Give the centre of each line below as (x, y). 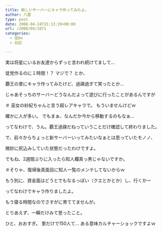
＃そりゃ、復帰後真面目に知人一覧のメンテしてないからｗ (65, 169)
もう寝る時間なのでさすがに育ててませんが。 (52, 202)
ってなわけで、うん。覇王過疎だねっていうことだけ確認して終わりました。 (83, 126)
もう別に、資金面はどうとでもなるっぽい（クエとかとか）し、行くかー (78, 180)
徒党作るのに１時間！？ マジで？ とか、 (46, 73)
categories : (18, 33)
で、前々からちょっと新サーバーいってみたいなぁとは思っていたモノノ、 (80, 137)
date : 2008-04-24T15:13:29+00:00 (40, 24)
